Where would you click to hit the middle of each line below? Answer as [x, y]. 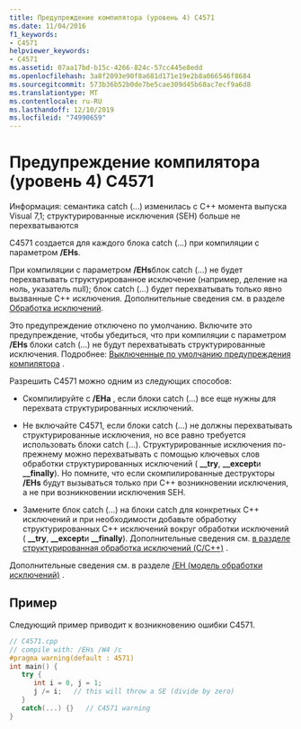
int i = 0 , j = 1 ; [67, 683]
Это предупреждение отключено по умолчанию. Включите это [131, 325]
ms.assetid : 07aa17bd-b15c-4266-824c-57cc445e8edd [106, 68]
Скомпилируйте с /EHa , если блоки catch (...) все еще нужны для [149, 399]
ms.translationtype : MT [54, 93]
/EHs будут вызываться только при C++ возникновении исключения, [155, 483]
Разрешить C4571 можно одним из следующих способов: [120, 381]
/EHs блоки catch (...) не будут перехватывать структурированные [137, 345]
